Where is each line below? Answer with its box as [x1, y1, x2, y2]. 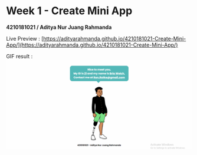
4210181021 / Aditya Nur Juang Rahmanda [6, 24, 112, 31]
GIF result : [6, 52, 33, 60]
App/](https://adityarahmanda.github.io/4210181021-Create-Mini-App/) [6, 41, 178, 48]
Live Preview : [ [6, 35, 44, 42]
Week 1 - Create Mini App [6, 4, 133, 18]
